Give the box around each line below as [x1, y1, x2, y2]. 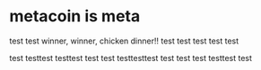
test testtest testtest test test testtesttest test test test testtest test [9, 52, 253, 63]
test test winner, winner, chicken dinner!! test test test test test [9, 35, 239, 46]
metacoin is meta [9, 6, 141, 27]
